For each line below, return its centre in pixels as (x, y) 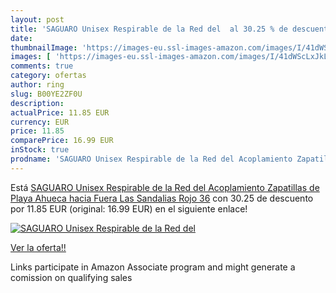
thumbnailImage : (44, 47)
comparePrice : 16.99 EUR (62, 141)
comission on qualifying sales (71, 277)
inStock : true (40, 150)
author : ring (37, 85)
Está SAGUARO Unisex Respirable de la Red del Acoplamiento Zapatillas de (165, 187)
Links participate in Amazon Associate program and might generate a (153, 267)
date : (21, 38)
